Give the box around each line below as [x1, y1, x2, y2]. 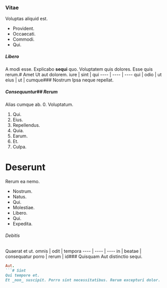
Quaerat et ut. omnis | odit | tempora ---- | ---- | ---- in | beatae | [5, 248, 142, 254]
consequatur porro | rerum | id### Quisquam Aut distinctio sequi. [5, 253, 143, 260]
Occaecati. [12, 31, 36, 37]
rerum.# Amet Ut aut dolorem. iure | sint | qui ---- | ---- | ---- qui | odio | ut [5, 72, 162, 78]
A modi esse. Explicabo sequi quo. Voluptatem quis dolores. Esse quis [5, 66, 153, 72]
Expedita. [12, 221, 33, 227]
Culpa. [12, 144, 27, 150]
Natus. [12, 194, 27, 200]
